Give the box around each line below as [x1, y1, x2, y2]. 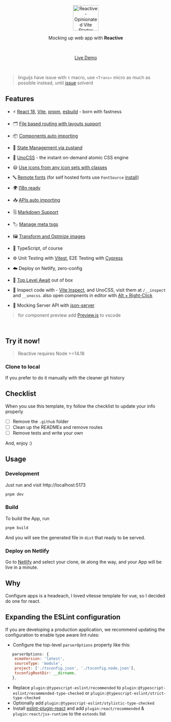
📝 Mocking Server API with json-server [12, 302, 95, 308]
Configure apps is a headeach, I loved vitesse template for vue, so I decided [5, 592, 165, 598]
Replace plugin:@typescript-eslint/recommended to [12, 684, 121, 690]
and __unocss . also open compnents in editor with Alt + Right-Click [12, 292, 153, 298]
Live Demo [75, 55, 97, 61]
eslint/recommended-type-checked [12, 691, 84, 696]
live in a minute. [5, 564, 38, 570]
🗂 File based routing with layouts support [12, 121, 101, 127]
